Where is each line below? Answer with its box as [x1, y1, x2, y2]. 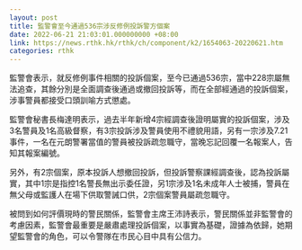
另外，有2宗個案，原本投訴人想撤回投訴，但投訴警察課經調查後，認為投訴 [9, 167, 282, 178]
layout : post [9, 13, 58, 22]
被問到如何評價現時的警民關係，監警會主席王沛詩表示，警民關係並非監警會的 [9, 209, 293, 219]
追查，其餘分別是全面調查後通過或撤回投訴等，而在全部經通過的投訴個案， [16, 84, 293, 94]
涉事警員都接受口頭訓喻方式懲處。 [9, 95, 136, 106]
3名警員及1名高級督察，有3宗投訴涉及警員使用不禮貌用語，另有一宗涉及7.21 [9, 125, 289, 136]
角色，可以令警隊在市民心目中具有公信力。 [48, 231, 207, 242]
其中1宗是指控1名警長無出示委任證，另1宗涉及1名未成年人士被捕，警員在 [24, 178, 290, 189]
